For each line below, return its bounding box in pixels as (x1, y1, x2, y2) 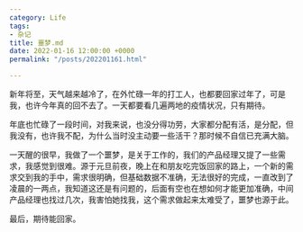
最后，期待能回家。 (9, 213, 81, 224)
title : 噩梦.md (9, 38, 64, 48)
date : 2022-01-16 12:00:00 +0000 (9, 47, 135, 56)
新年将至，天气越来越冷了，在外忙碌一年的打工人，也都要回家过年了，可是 (9, 89, 286, 99)
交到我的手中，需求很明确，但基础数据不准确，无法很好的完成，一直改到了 (16, 172, 294, 183)
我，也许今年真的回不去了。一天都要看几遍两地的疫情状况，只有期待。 (9, 100, 271, 111)
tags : (9, 22, 30, 31)
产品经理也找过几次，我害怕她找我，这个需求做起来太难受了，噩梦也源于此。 (9, 194, 294, 205)
